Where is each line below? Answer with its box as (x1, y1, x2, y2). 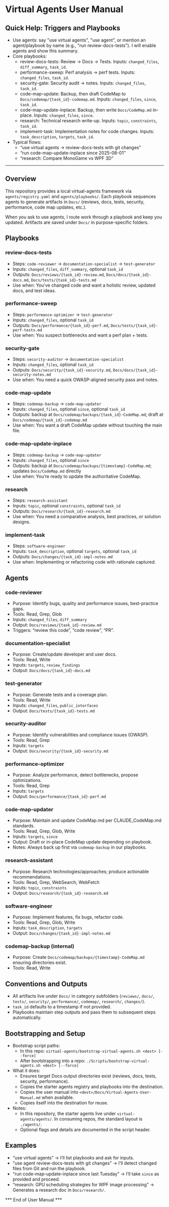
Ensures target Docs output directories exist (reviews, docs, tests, (20, 1073, 157, 1079)
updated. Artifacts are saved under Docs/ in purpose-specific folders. (5, 219, 149, 225)
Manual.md (20, 1095, 41, 1100)
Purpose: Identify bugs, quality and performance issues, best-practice (12, 600, 158, 606)
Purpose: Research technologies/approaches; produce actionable (12, 868, 149, 874)
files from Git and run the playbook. (12, 1165, 87, 1171)
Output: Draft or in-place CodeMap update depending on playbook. (12, 839, 152, 845)
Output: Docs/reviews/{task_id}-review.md (12, 622, 102, 628)
